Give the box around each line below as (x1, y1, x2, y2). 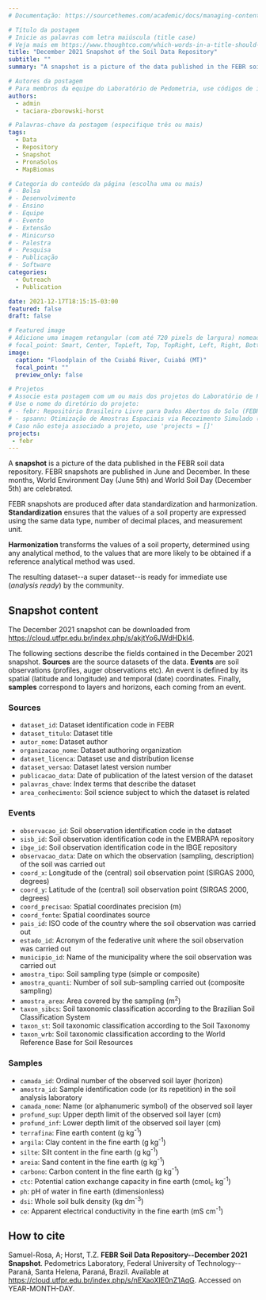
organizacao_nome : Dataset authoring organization (19, 746, 182, 755)
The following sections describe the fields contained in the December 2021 (8, 649, 253, 658)
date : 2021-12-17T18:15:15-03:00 (8, 297, 119, 306)
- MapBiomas (15, 165, 55, 173)
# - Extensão (8, 224, 51, 232)
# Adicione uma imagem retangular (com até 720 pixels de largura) (8, 334, 236, 342)
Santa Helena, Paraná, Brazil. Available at (35, 1267, 169, 1277)
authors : (8, 92, 37, 100)
